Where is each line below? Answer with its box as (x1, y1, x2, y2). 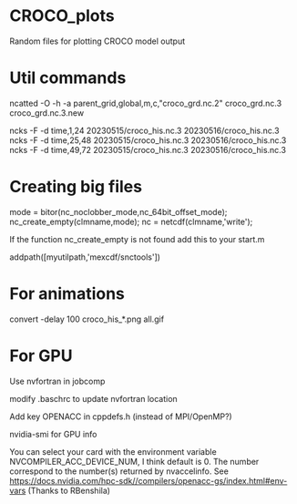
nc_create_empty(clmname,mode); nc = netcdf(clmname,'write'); (9, 216, 253, 227)
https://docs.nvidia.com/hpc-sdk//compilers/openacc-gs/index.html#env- (9, 475, 288, 486)
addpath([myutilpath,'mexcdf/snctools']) (9, 252, 161, 262)
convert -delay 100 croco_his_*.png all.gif (9, 314, 165, 324)
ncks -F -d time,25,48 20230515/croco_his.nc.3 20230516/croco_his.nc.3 (9, 134, 287, 146)
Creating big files (9, 177, 143, 197)
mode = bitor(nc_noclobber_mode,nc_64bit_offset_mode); (9, 206, 228, 217)
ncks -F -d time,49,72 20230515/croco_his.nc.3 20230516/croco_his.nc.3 (9, 144, 287, 155)
